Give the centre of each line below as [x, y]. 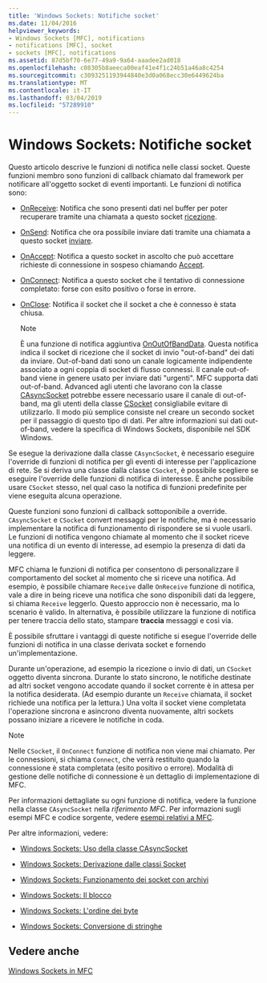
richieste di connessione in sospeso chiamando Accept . [112, 265]
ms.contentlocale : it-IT [50, 90]
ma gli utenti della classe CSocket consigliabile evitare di [135, 404]
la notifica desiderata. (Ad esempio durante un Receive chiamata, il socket [130, 694]
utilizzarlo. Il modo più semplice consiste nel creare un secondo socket [137, 412]
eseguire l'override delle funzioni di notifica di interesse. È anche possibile [131, 479]
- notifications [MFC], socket [61, 46]
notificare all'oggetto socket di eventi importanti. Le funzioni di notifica [125, 184]
